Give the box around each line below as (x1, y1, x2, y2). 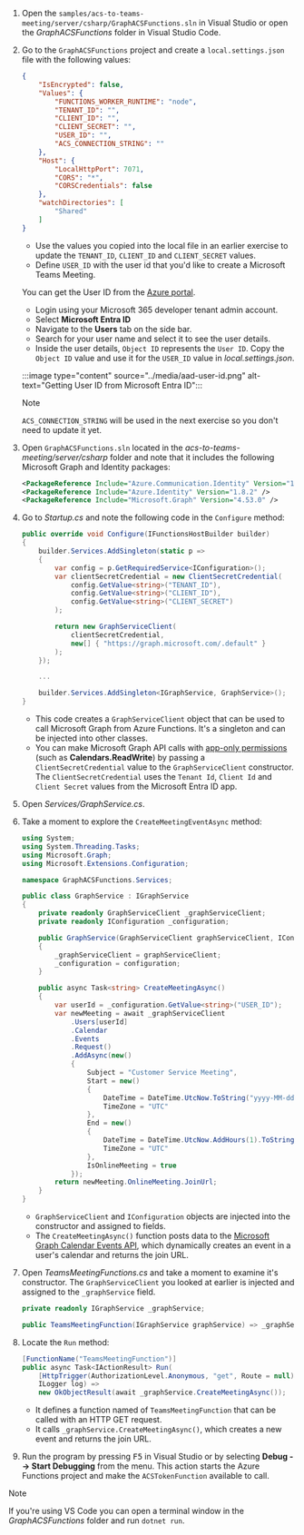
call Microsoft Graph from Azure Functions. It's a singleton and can (34, 723, 287, 733)
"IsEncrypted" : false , (38, 80, 124, 89)
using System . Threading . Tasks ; (21, 841, 141, 851)
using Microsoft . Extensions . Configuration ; (21, 859, 190, 868)
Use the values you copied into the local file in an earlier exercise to (34, 240, 289, 251)
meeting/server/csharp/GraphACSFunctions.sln (21, 19, 197, 28)
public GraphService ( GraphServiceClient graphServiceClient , (38, 933, 274, 942)
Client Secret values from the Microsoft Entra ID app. (34, 781, 238, 792)
